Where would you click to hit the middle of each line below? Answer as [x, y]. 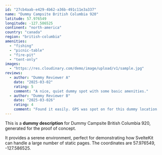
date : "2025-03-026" [34, 100]
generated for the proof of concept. [40, 128]
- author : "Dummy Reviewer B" [40, 96]
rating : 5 [24, 87]
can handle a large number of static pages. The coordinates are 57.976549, [80, 143]
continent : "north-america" [33, 28]
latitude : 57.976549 [26, 19]
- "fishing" [22, 46]
